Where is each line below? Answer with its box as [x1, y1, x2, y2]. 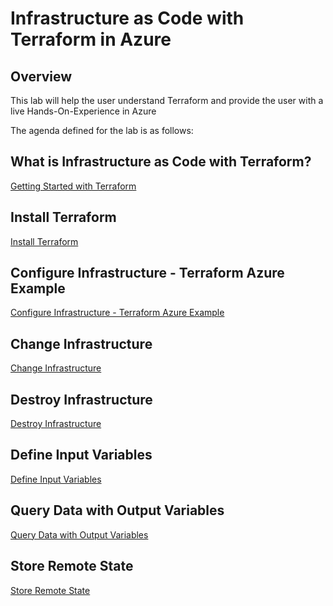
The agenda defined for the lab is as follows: [10, 125, 194, 136]
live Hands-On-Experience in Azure [10, 105, 157, 117]
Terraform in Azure [10, 28, 172, 51]
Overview [10, 68, 73, 85]
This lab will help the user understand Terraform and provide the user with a [10, 95, 324, 106]
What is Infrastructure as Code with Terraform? [10, 153, 312, 171]
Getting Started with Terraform [10, 180, 137, 192]
